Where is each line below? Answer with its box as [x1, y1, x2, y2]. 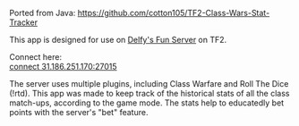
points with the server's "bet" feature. [9, 107, 149, 117]
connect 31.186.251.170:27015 [9, 62, 118, 71]
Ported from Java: [9, 8, 76, 18]
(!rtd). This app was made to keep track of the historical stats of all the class [9, 88, 290, 98]
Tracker [9, 17, 38, 28]
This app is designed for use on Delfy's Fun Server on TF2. [9, 35, 227, 45]
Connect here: [9, 52, 63, 62]
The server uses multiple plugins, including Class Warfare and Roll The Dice [9, 79, 289, 88]
